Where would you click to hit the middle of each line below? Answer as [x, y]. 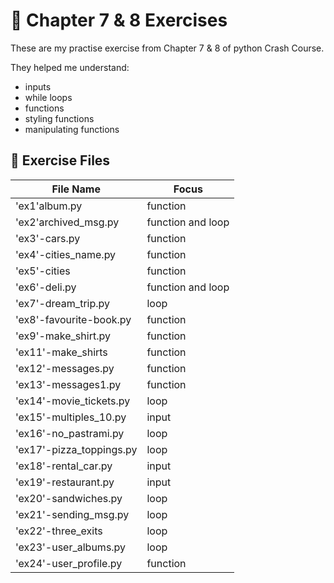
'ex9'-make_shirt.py [63, 336]
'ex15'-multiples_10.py [71, 417]
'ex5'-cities [43, 271]
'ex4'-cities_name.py [66, 254]
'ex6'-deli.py [46, 287]
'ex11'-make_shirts [61, 352]
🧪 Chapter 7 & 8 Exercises [119, 20]
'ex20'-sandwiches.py [69, 498]
